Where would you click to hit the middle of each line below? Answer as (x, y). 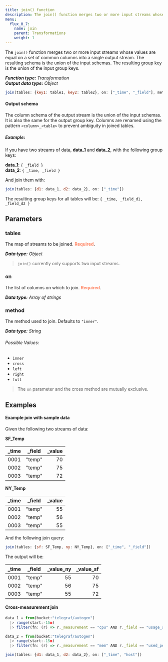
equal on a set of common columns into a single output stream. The (75, 57)
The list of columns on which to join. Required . (53, 287)
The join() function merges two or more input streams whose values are (80, 52)
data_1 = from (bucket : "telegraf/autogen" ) (50, 618)
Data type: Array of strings (33, 297)
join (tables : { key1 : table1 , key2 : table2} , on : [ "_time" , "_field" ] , (80, 92)
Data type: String (23, 331)
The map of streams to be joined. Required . (50, 244)
